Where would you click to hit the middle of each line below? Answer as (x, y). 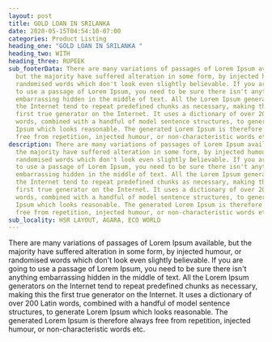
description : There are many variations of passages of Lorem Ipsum (126, 144)
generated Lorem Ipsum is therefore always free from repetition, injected (130, 321)
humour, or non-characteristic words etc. (77, 329)
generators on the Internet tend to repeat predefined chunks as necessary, (133, 286)
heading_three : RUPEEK (47, 62)
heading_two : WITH (39, 54)
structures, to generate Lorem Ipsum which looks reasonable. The (118, 312)
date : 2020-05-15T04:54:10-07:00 (65, 31)
